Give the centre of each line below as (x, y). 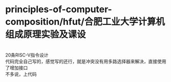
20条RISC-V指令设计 (27, 55)
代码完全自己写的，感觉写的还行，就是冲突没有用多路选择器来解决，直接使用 (86, 61)
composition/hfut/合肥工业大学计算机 (85, 22)
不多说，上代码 (21, 74)
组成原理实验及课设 (46, 35)
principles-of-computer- (59, 9)
